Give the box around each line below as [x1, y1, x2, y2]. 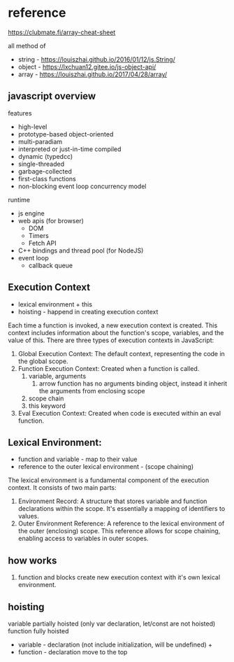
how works [8, 554, 57, 566]
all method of [8, 41, 46, 50]
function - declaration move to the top [17, 648, 128, 656]
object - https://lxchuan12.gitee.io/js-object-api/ [17, 62, 156, 71]
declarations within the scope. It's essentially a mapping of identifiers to [17, 505, 226, 513]
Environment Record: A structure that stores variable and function [17, 497, 207, 505]
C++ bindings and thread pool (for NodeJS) [17, 246, 144, 255]
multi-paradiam [17, 137, 63, 146]
